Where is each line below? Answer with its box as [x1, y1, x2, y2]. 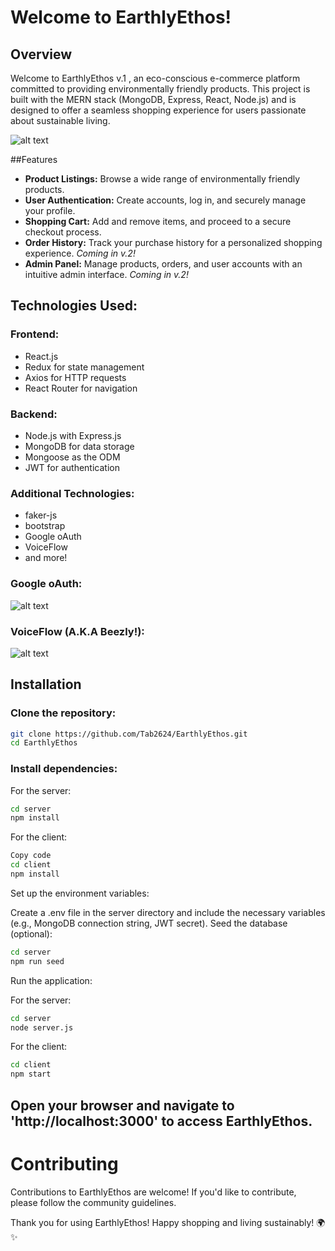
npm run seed [10, 956, 65, 966]
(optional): [10, 927, 53, 940]
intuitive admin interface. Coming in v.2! [24, 269, 189, 280]
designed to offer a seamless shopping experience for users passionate [10, 104, 307, 116]
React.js [24, 350, 59, 362]
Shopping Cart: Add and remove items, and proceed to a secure [24, 216, 292, 227]
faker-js [24, 509, 58, 521]
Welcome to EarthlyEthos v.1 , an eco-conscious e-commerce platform [10, 72, 301, 84]
